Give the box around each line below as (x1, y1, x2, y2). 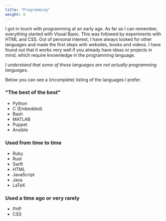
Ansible (12, 126, 28, 132)
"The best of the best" (5, 89, 61, 96)
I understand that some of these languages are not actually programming (5, 62, 157, 68)
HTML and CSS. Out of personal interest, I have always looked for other (5, 36, 152, 42)
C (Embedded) (12, 106, 43, 111)
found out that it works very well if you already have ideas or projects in (5, 47, 153, 53)
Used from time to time (5, 139, 62, 146)
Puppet (12, 121, 27, 127)
